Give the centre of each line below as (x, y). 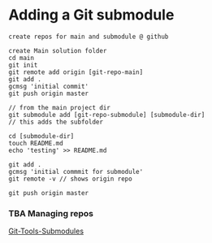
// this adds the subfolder (56, 122)
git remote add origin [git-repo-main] (76, 72)
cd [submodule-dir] (41, 136)
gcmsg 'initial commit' (49, 86)
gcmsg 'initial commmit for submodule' (76, 171)
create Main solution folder (58, 50)
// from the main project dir (60, 107)
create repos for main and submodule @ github (89, 37)
